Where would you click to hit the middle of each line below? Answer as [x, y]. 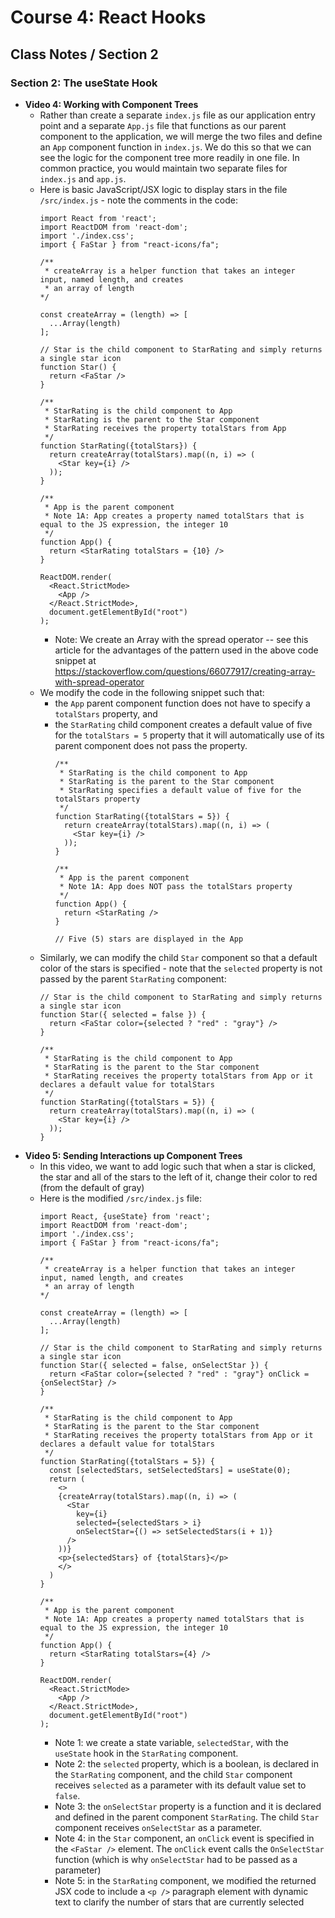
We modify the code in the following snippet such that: [152, 692]
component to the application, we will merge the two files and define [181, 136]
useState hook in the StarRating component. [146, 1753]
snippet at [75, 660]
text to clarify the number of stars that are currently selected [179, 1902]
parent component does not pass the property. [151, 745]
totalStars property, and [106, 713]
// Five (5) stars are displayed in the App [149, 939]
